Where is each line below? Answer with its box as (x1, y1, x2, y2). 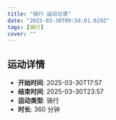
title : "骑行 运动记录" (7, 10, 71, 18)
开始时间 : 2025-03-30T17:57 (17, 79, 102, 87)
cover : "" (7, 30, 37, 38)
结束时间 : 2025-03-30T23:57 (17, 87, 105, 96)
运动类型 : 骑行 (17, 97, 59, 105)
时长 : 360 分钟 (17, 105, 60, 114)
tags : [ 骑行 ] (7, 23, 44, 31)
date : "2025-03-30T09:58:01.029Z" (7, 17, 110, 24)
